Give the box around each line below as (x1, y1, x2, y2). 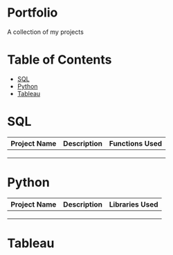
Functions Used (109, 138, 163, 148)
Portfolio (7, 5, 58, 21)
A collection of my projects (7, 28, 84, 36)
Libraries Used (109, 199, 158, 209)
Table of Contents (7, 52, 112, 68)
